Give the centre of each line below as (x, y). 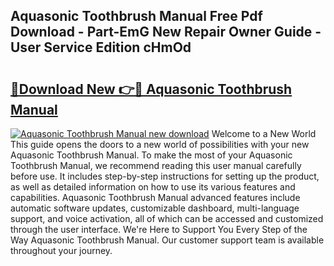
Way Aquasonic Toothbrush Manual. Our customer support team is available (167, 240)
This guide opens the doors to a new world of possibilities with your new (160, 144)
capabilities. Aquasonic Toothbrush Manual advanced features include (155, 197)
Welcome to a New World (264, 133)
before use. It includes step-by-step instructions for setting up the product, (165, 176)
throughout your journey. (61, 250)
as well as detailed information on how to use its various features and (153, 187)
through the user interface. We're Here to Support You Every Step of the (159, 229)
